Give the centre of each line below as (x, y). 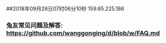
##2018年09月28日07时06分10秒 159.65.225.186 (65, 9)
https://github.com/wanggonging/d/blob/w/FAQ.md (83, 33)
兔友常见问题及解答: (35, 25)
